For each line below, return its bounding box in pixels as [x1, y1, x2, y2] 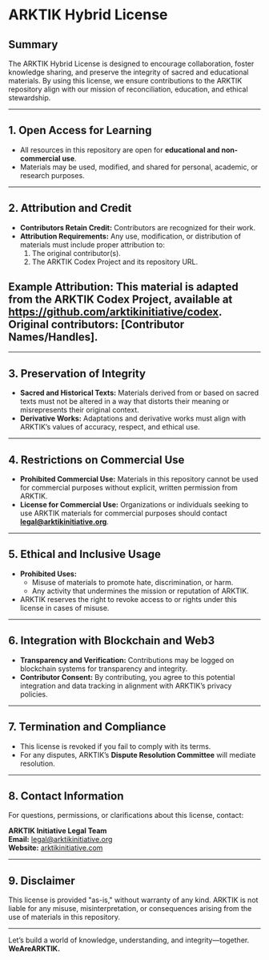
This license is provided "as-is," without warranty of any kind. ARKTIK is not [8, 895, 259, 905]
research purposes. [19, 170, 86, 180]
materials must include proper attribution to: [19, 239, 166, 250]
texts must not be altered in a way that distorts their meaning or [19, 397, 230, 406]
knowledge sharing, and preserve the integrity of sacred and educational [8, 67, 249, 77]
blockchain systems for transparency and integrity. [19, 664, 188, 673]
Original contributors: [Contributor [8, 318, 185, 332]
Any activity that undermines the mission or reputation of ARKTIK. [31, 586, 250, 596]
